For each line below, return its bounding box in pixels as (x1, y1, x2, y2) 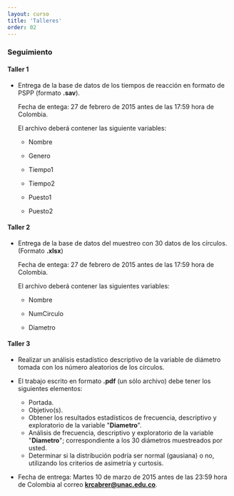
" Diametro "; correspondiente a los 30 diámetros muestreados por (28, 436, 223, 445)
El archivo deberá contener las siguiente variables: (17, 123, 166, 132)
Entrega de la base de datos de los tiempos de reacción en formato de (17, 81, 225, 89)
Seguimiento (7, 47, 53, 57)
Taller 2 (7, 223, 31, 232)
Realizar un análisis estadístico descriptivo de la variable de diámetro (17, 355, 221, 364)
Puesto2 (28, 206, 54, 215)
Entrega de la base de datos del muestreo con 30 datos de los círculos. (17, 238, 228, 247)
